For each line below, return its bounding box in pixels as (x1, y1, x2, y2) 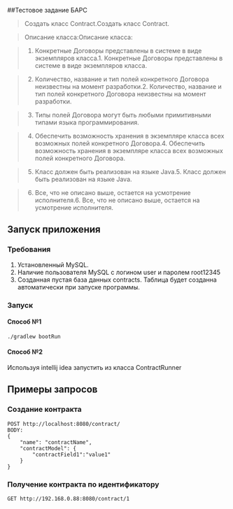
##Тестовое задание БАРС (7, 6, 87, 14)
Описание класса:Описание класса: (24, 33, 133, 41)
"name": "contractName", (20, 438, 92, 446)
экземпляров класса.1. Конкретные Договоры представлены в (34, 54, 223, 62)
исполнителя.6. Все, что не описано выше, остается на (34, 196, 200, 204)
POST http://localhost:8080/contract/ (7, 420, 120, 427)
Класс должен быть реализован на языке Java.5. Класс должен (34, 168, 226, 175)
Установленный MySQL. (17, 260, 89, 268)
